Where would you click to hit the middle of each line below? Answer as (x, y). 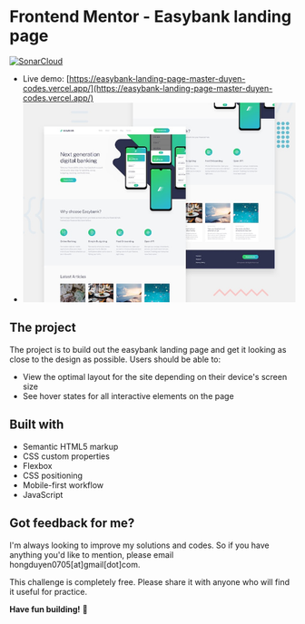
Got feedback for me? (72, 523)
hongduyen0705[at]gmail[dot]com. (75, 564)
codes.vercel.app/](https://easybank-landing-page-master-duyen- (148, 88)
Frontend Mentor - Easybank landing (151, 17)
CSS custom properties (66, 456)
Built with (37, 425)
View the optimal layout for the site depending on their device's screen (155, 376)
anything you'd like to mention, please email (92, 554)
